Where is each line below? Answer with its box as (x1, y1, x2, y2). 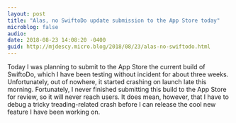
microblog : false (7, 23, 59, 30)
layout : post (7, 10, 46, 18)
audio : (7, 30, 27, 37)
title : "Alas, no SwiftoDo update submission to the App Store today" (7, 17, 220, 24)
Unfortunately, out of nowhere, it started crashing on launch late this (7, 78, 207, 86)
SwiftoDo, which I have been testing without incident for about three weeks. (7, 70, 229, 78)
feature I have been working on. (7, 107, 101, 116)
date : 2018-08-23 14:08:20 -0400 (7, 37, 106, 44)
